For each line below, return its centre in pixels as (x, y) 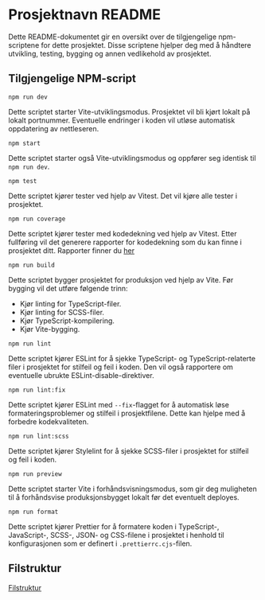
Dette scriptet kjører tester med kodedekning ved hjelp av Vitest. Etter (123, 233)
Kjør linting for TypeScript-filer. (70, 303)
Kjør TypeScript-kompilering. (67, 321)
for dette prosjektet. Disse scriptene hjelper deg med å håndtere (146, 45)
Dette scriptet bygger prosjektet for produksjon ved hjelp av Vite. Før (121, 279)
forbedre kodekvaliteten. (49, 421)
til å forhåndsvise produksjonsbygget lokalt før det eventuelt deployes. (124, 497)
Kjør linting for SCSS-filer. (62, 312)
